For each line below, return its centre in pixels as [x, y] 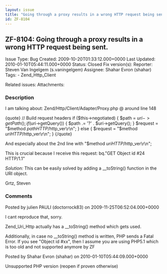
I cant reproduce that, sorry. [34, 217]
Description [20, 98]
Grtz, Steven [18, 183]
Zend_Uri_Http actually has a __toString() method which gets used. [73, 226]
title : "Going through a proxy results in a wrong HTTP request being [80, 14]
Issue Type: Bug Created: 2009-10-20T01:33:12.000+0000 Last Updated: [80, 59]
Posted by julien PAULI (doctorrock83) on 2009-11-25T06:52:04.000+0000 [82, 207]
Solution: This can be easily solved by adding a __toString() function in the [81, 168]
